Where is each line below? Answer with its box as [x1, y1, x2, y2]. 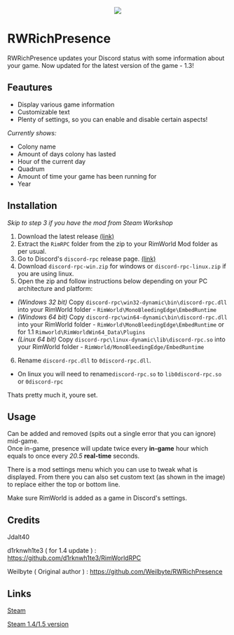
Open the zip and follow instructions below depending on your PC [17, 277, 208, 285]
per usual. [17, 247, 47, 255]
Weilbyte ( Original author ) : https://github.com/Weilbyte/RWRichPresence [7, 568, 223, 576]
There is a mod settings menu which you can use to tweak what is [7, 465, 198, 474]
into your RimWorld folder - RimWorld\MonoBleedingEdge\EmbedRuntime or [17, 320, 225, 329]
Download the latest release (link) [17, 232, 114, 240]
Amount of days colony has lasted [17, 149, 116, 158]
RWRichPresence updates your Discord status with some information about [7, 53, 225, 62]
